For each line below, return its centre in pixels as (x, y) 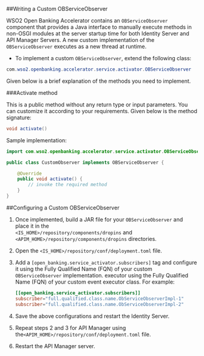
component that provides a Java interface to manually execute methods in (99, 27)
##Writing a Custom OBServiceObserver (57, 9)
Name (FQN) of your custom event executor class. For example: (95, 282)
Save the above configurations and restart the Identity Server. (92, 316)
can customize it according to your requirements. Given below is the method (102, 111)
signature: (19, 117)
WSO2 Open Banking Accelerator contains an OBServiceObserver (87, 20)
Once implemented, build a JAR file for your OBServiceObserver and (99, 219)
